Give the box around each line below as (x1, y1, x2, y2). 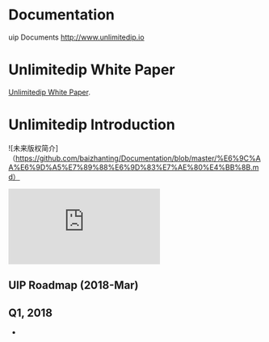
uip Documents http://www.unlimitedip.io (8, 32, 145, 42)
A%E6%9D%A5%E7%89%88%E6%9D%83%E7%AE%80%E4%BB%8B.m (8, 162, 259, 172)
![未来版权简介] (8, 143, 59, 152)
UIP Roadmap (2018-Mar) (8, 278, 139, 292)
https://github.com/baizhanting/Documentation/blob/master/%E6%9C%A (15, 153, 261, 163)
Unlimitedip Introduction (8, 115, 175, 134)
